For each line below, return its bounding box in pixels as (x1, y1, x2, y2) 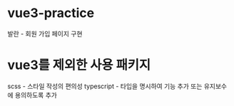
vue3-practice (7, 5, 95, 21)
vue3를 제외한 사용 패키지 (7, 57, 151, 73)
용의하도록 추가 (14, 90, 57, 99)
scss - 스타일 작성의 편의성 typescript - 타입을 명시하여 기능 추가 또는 (7, 82, 203, 90)
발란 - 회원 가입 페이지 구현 (7, 29, 83, 38)
